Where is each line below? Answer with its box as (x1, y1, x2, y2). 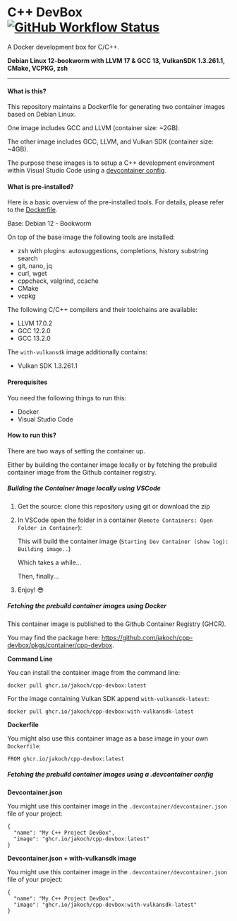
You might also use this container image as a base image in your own (7, 734, 208, 743)
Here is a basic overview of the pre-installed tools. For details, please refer (7, 198, 224, 207)
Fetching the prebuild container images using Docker (7, 602, 167, 610)
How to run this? (7, 431, 56, 439)
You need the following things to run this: (7, 393, 127, 402)
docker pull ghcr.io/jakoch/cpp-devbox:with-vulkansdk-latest (7, 708, 194, 715)
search (17, 254, 38, 262)
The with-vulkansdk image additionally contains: (7, 348, 148, 357)
